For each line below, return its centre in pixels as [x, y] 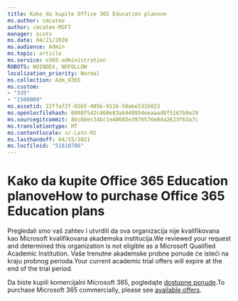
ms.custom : [23, 87]
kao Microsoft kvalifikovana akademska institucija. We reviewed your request [119, 239]
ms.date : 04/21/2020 [38, 40]
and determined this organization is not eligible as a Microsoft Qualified [112, 246]
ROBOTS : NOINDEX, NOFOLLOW [47, 67]
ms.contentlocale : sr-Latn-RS [52, 133]
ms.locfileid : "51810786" [45, 146]
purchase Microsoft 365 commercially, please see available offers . [104, 290]
